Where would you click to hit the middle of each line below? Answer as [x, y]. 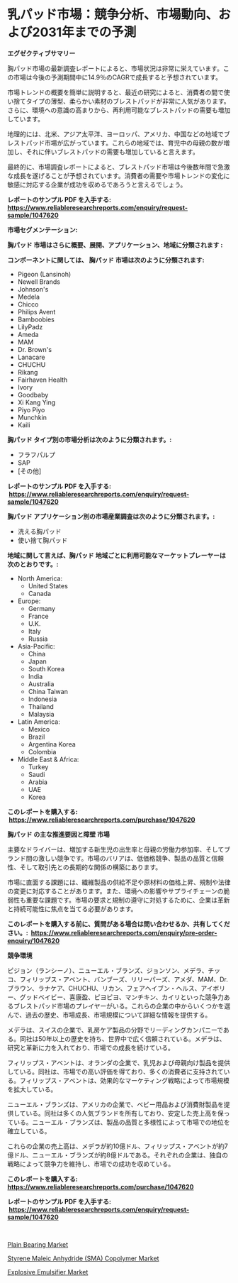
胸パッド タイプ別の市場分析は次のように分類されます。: [90, 439]
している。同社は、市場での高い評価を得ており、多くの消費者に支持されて [116, 1072]
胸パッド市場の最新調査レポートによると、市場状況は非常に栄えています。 [115, 68]
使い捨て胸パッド [42, 540]
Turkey [38, 766]
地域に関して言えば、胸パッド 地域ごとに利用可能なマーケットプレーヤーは [117, 555]
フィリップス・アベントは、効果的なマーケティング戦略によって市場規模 [125, 1080]
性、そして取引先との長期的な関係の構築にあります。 [85, 867]
